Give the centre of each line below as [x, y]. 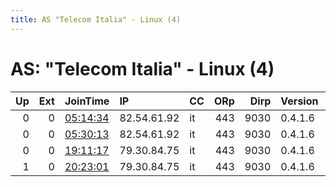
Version [299, 101]
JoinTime [87, 101]
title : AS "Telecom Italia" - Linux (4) [96, 19]
